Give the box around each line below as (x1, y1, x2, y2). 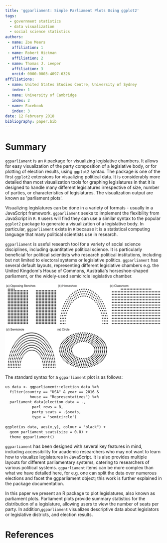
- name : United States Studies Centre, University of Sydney (7, 82, 137, 87)
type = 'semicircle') (31, 414, 77, 419)
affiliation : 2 (11, 56, 43, 61)
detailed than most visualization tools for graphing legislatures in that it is (5, 179, 156, 185)
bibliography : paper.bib (5, 119, 57, 124)
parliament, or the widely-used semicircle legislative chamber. (5, 273, 133, 279)
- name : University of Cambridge (7, 93, 77, 98)
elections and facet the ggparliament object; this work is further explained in (5, 475, 162, 481)
